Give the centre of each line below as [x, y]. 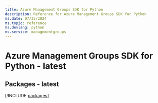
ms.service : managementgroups [36, 32]
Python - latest [36, 66]
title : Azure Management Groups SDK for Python [54, 9]
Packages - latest [32, 84]
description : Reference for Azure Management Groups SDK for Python [76, 14]
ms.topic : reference [26, 23]
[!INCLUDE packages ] [27, 96]
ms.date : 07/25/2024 [26, 18]
